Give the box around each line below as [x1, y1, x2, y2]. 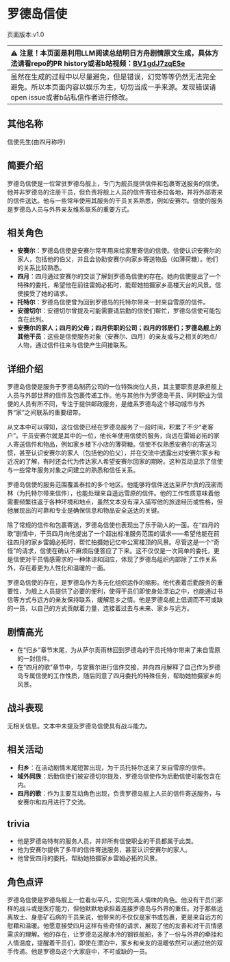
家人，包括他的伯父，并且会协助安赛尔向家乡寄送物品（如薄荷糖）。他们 [16, 255, 218, 263]
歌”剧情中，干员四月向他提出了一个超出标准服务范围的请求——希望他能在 [7, 530, 214, 538]
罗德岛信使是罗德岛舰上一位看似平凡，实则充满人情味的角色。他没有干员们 [7, 896, 217, 904]
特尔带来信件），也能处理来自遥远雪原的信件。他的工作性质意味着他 [30, 489, 220, 497]
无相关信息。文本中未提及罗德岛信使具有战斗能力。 [7, 721, 151, 730]
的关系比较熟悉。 [16, 264, 66, 272]
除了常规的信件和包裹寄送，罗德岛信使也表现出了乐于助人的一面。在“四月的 [7, 521, 220, 529]
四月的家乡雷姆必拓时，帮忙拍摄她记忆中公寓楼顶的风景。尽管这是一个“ [12, 538, 214, 546]
